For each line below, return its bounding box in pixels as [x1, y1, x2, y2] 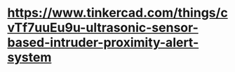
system [7, 50, 52, 66]
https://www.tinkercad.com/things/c [7, 5, 228, 21]
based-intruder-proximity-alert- [7, 35, 199, 50]
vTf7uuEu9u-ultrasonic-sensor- [7, 20, 199, 36]
